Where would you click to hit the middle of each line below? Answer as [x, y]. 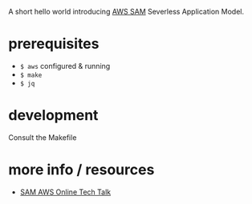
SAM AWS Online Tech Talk [65, 192]
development [53, 116]
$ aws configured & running [65, 66]
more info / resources [81, 170]
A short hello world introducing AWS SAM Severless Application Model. [126, 12]
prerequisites [54, 44]
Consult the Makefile [43, 137]
